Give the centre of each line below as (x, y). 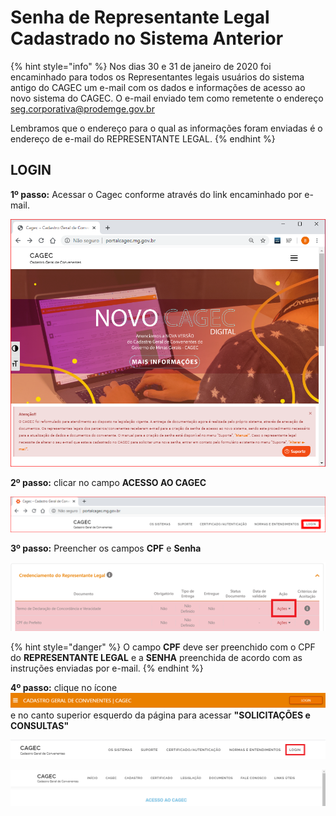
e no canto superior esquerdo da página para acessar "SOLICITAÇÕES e (160, 715)
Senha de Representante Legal (140, 17)
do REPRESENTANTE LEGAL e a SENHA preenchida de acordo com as (156, 657)
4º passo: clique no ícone (64, 687)
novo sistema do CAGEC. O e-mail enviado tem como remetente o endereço (167, 98)
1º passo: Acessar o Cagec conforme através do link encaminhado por (156, 194)
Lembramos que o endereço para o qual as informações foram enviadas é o (166, 128)
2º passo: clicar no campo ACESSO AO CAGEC (108, 482)
